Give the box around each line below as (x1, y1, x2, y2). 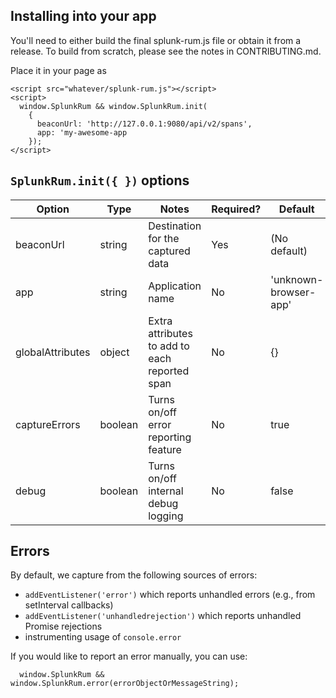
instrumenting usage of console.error (24, 631, 182, 643)
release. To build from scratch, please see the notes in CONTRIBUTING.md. (10, 45, 322, 57)
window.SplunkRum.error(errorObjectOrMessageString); (10, 679, 240, 689)
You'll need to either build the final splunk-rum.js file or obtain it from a (10, 34, 302, 46)
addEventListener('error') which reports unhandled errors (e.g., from (24, 589, 316, 601)
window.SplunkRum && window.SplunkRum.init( (19, 101, 208, 111)
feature (148, 442, 182, 456)
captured (148, 244, 191, 258)
